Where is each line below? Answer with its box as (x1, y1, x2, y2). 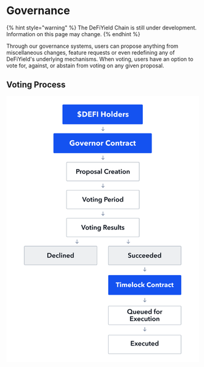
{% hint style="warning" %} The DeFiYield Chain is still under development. (6, 24, 197, 31)
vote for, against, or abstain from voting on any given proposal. (6, 62, 165, 69)
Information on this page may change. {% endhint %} (6, 30, 140, 37)
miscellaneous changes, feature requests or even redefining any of (6, 48, 175, 56)
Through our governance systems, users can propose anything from (6, 42, 179, 50)
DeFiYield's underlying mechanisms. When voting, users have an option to (6, 55, 194, 62)
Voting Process (6, 80, 66, 90)
